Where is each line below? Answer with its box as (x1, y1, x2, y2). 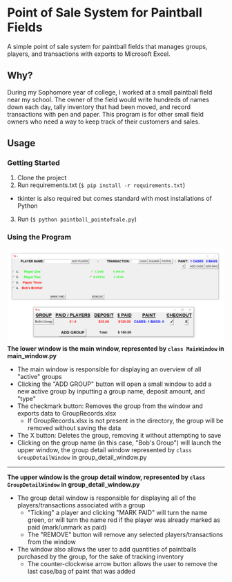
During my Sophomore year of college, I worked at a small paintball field (7, 88, 213, 96)
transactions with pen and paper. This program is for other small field (7, 110, 204, 118)
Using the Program (7, 233, 71, 242)
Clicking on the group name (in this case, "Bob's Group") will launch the (17, 438, 222, 447)
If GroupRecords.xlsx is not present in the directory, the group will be (27, 416, 224, 425)
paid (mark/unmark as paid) (27, 523, 107, 532)
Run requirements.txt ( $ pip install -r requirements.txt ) (17, 181, 185, 189)
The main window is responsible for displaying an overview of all (17, 365, 202, 374)
